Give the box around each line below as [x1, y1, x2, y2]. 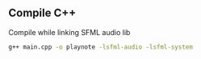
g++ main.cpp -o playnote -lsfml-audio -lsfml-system [8, 43, 194, 51]
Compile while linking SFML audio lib [8, 27, 131, 37]
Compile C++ [8, 6, 77, 20]
